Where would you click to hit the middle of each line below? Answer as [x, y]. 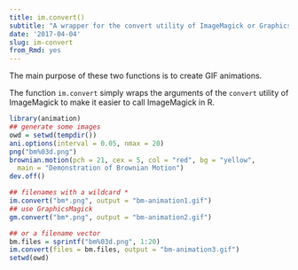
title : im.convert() [47, 17]
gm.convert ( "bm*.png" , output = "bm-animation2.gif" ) [111, 217]
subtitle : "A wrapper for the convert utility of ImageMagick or [132, 26]
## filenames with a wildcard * [69, 193]
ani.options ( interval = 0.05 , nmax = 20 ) [87, 143]
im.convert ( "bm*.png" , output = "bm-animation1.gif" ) [111, 201]
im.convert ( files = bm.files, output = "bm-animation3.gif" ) [125, 250]
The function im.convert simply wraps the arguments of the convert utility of [149, 93]
